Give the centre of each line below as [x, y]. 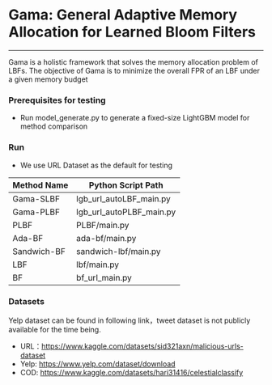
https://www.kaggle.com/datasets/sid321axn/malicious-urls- [143, 346]
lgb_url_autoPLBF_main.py [126, 212]
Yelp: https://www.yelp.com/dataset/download [98, 364]
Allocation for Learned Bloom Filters [132, 32]
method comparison [54, 126]
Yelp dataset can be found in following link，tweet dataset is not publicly [130, 320]
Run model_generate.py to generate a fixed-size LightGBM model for [135, 118]
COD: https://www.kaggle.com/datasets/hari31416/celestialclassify [132, 372]
